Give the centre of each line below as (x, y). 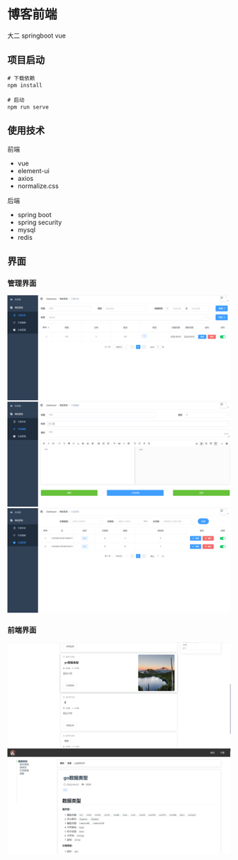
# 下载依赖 (21, 78)
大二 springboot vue (36, 35)
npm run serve (28, 107)
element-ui (33, 170)
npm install (25, 85)
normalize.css (38, 186)
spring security (40, 222)
